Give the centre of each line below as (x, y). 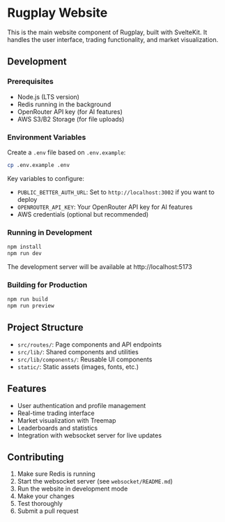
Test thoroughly (40, 504)
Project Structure (45, 327)
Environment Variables (47, 137)
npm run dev (24, 253)
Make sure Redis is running (56, 474)
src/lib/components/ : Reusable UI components (85, 359)
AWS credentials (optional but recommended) (83, 214)
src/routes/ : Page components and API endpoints (90, 345)
